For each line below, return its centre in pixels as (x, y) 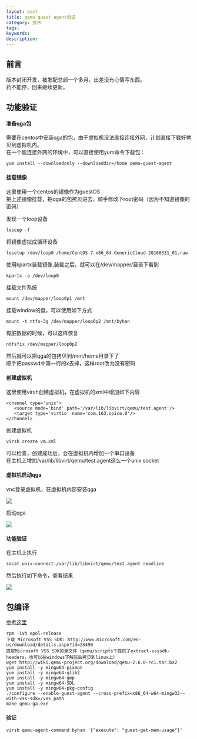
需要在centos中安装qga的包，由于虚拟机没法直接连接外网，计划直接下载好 (96, 138)
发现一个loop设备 (27, 219)
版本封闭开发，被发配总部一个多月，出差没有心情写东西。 (76, 80)
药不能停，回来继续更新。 (37, 87)
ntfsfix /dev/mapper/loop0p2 (42, 344)
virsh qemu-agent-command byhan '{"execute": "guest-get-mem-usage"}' (94, 730)
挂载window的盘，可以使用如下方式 (49, 310)
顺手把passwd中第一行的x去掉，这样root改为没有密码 (71, 363)
